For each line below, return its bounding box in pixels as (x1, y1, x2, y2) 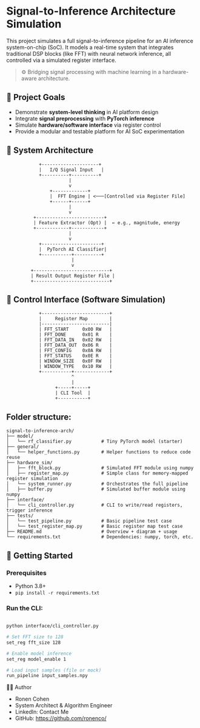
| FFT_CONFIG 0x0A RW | (38, 347, 113, 354)
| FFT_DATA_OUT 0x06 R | (38, 342, 113, 349)
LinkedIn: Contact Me (15, 708, 69, 716)
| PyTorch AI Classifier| (38, 246, 107, 252)
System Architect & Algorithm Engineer (15, 702, 113, 709)
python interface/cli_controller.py (6, 623, 99, 629)
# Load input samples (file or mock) (6, 667, 102, 673)
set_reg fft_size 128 (6, 640, 61, 646)
